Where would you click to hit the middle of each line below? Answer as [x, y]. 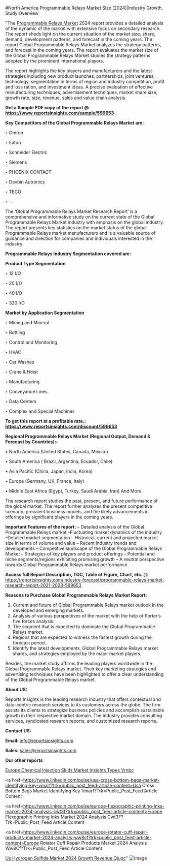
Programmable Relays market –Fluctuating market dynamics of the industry [84, 532]
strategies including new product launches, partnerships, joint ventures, [80, 76]
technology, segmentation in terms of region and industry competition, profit [85, 82]
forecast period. [29, 643]
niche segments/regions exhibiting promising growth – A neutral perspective [85, 559]
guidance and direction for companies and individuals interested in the [79, 238]
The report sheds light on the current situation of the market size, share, [80, 34]
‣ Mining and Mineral [27, 322]
